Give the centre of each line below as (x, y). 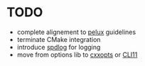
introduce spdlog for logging (59, 47)
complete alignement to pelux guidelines (76, 32)
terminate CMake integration (59, 39)
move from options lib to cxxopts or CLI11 (77, 55)
